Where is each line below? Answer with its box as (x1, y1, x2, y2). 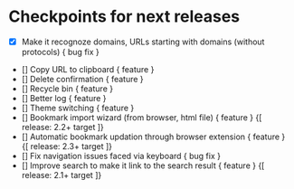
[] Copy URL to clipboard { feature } (21, 64, 155, 74)
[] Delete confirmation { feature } (21, 74, 144, 84)
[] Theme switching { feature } (21, 102, 135, 113)
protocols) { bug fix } (21, 47, 100, 57)
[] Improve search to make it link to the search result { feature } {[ (21, 160, 265, 171)
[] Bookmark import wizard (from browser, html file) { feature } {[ (21, 112, 262, 123)
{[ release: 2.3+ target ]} (21, 141, 113, 151)
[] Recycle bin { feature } (21, 83, 114, 94)
